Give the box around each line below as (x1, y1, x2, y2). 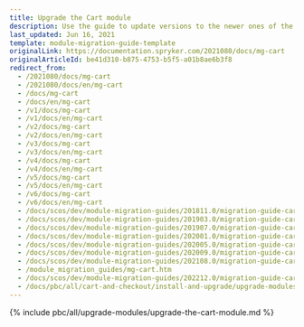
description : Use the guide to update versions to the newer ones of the (9, 22, 294, 31)
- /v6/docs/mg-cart (17, 190, 91, 199)
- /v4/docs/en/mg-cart (17, 164, 103, 173)
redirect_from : (9, 64, 67, 73)
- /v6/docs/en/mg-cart (17, 198, 103, 208)
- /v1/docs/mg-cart (17, 106, 91, 115)
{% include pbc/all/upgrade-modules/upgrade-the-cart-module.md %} (9, 306, 274, 317)
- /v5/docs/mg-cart (17, 173, 91, 182)
